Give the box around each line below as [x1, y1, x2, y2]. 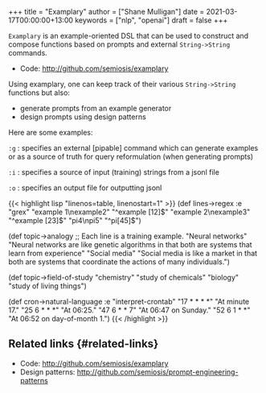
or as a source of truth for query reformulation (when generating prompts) [8, 152, 254, 161]
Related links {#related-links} [8, 337, 159, 351]
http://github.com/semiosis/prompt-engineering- [76, 366, 239, 377]
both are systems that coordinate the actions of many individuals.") [8, 257, 231, 267]
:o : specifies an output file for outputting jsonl [8, 183, 162, 192]
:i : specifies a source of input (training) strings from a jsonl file [8, 168, 219, 176]
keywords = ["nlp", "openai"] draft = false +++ [75, 15, 228, 25]
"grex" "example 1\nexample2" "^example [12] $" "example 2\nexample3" [8, 207, 251, 217]
